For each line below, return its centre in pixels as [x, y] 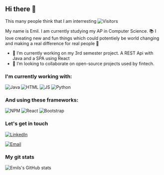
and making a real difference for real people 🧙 [52, 43]
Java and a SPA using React [41, 58]
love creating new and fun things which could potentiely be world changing [82, 38]
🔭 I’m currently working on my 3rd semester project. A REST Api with [83, 53]
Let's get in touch [27, 123]
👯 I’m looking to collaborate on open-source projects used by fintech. [83, 63]
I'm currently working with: [39, 76]
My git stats [20, 157]
